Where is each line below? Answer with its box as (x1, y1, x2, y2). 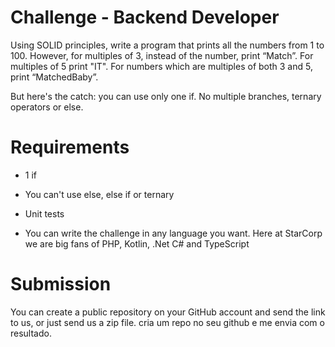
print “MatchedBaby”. (10, 71, 99, 83)
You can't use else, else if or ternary (24, 188, 175, 200)
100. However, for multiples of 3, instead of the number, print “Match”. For (10, 49, 314, 61)
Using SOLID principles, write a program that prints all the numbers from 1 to (10, 39, 325, 51)
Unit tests (24, 207, 65, 220)
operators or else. (10, 101, 84, 113)
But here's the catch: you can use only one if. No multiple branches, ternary (10, 90, 322, 102)
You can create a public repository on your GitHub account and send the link (10, 306, 326, 318)
